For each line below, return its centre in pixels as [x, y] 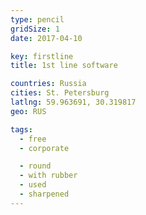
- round [35, 166]
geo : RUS [28, 111]
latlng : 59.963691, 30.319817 [73, 102]
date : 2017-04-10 [46, 38]
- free [33, 139]
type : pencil [37, 19]
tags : [21, 129]
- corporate [44, 148]
